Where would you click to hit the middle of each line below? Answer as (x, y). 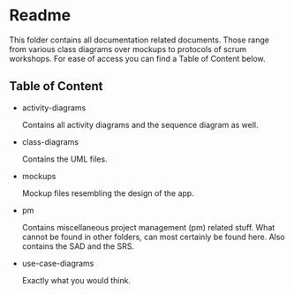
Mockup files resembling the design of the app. (108, 193)
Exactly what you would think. (76, 280)
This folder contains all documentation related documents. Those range (139, 40)
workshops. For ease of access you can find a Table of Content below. (138, 58)
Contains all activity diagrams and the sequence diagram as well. (140, 124)
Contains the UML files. (64, 159)
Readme (40, 15)
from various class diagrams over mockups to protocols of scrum (128, 49)
